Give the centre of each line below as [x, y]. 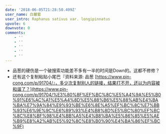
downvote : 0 [17, 28]
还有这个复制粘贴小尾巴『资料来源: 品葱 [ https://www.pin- [72, 77]
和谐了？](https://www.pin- [40, 89]
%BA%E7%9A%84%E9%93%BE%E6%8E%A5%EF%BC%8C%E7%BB [86, 105]
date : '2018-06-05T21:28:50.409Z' [41, 10]
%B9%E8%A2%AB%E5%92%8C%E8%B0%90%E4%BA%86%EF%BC [86, 121]
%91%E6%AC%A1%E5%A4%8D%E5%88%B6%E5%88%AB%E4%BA [85, 100]
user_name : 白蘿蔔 [23, 14]
